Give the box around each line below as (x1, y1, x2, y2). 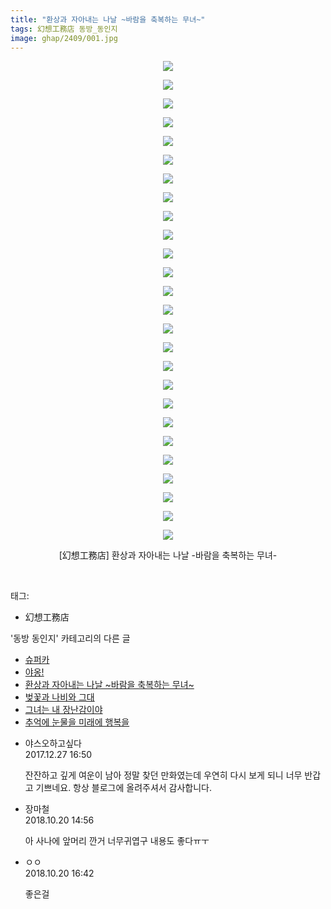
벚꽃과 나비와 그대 (24, 691, 95, 703)
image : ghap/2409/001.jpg (10, 33, 118, 43)
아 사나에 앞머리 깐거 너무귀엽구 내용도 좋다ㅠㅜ (24, 835, 210, 847)
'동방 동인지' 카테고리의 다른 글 (10, 632, 131, 645)
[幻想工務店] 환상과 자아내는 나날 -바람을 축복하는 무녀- (58, 549, 278, 561)
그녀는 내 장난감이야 (24, 704, 103, 716)
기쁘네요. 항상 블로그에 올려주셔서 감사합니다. (35, 782, 213, 794)
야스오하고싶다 (24, 737, 82, 750)
